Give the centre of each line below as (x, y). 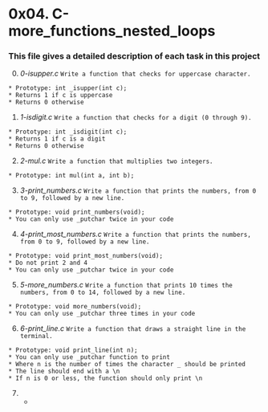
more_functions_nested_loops (112, 31)
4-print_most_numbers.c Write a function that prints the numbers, (135, 235)
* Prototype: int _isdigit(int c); (68, 132)
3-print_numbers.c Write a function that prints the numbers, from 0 (138, 190)
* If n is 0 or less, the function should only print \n (106, 378)
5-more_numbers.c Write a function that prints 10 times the (126, 285)
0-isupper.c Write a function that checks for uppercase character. (135, 74)
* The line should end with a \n (64, 371)
